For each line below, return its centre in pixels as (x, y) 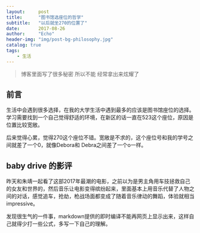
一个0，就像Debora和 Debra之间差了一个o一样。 (87, 145)
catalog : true (24, 45)
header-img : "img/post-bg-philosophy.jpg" (60, 39)
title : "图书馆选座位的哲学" (45, 17)
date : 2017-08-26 (36, 28)
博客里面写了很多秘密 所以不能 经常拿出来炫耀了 (80, 74)
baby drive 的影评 (39, 166)
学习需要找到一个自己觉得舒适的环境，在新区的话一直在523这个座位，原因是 (100, 118)
